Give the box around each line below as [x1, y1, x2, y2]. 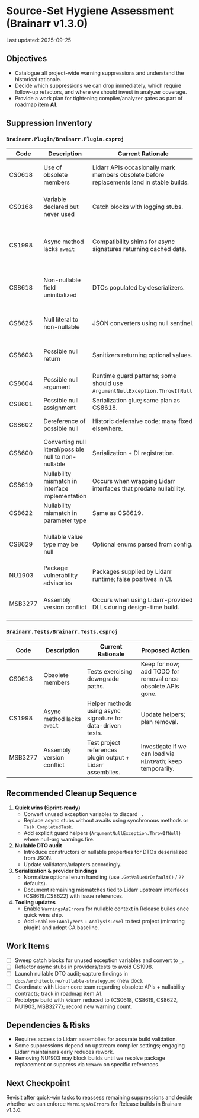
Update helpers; [140, 710, 185, 719]
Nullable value [43, 533, 83, 541]
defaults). [23, 879, 47, 887]
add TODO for [140, 667, 179, 675]
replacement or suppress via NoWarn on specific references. [14, 1061, 160, 1068]
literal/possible [43, 445, 85, 453]
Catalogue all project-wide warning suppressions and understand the [14, 69, 184, 77]
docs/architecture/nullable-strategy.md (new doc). [14, 977, 144, 984]
